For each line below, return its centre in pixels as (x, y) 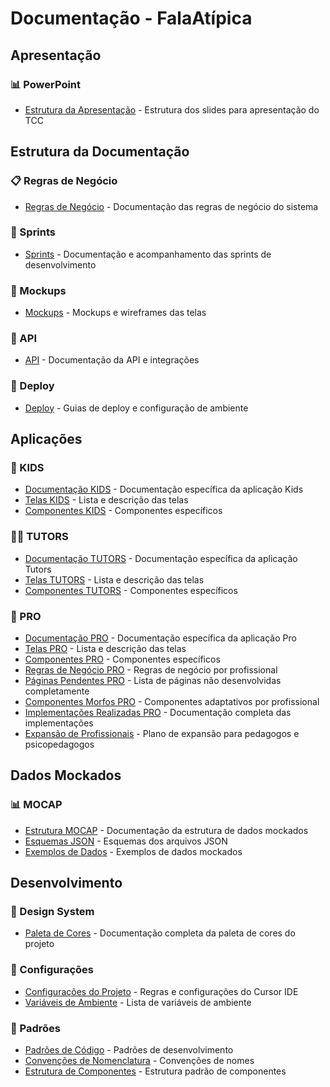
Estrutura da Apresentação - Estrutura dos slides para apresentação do (172, 109)
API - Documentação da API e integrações (112, 360)
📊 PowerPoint (46, 84)
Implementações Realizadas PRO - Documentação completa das (158, 713)
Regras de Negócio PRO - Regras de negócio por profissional (151, 670)
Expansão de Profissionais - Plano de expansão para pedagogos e (162, 734)
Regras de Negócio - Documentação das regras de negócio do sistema (171, 206)
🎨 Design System (52, 912)
